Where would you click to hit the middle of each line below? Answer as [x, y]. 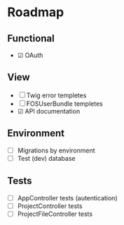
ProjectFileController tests [55, 214]
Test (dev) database [46, 158]
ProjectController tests [50, 206]
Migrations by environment [56, 150]
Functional [31, 38]
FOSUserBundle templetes [64, 104]
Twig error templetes [56, 95]
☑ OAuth [30, 55]
